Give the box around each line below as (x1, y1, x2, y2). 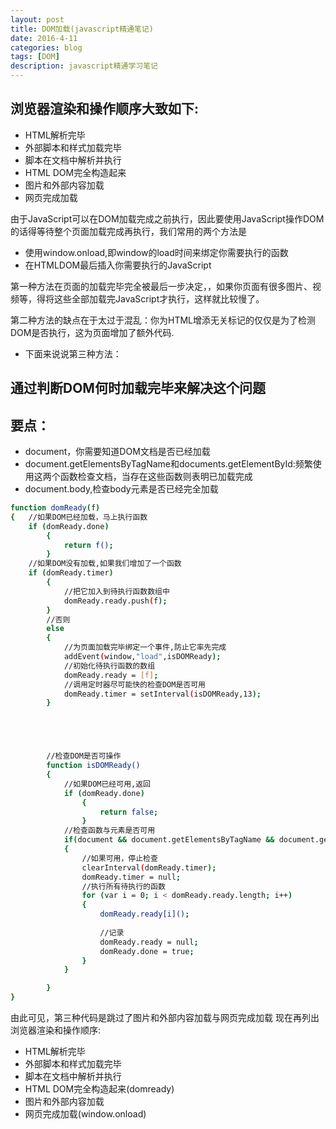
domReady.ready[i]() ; (99, 909, 190, 920)
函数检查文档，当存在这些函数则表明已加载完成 (59, 471, 253, 483)
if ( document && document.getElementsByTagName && (63, 835, 275, 845)
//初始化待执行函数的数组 (63, 661, 156, 671)
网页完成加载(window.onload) (24, 1108, 147, 1120)
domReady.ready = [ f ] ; (63, 670, 159, 680)
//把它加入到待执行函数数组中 (63, 586, 170, 596)
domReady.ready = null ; (99, 937, 199, 947)
